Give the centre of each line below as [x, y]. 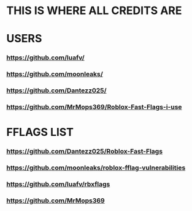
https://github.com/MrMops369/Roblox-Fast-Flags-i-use [94, 107]
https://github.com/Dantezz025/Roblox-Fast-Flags [85, 152]
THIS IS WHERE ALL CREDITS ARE [94, 11]
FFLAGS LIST [40, 132]
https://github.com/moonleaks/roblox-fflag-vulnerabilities [96, 168]
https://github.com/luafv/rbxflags [58, 184]
